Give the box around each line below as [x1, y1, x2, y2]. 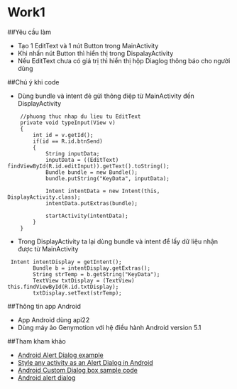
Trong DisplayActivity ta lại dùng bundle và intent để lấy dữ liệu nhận [17, 237, 219, 246]
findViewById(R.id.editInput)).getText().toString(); [7, 163, 170, 170]
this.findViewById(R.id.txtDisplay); [7, 283, 119, 290]
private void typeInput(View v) [20, 119, 116, 126]
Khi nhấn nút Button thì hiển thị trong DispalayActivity [17, 49, 174, 57]
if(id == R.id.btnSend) [33, 138, 103, 145]
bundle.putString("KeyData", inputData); [45, 175, 170, 182]
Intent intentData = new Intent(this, [45, 187, 160, 194]
